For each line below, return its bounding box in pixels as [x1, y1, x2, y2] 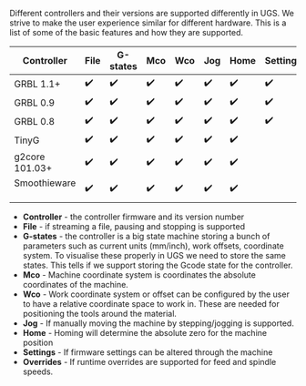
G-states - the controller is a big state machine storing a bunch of [22, 231, 270, 241]
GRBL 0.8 [14, 115, 56, 127]
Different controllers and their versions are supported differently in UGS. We [9, 8, 294, 18]
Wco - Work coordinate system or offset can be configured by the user [22, 289, 290, 300]
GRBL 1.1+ [14, 77, 61, 90]
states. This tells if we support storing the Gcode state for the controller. [22, 259, 293, 270]
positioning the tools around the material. [22, 309, 178, 319]
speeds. [22, 366, 54, 377]
